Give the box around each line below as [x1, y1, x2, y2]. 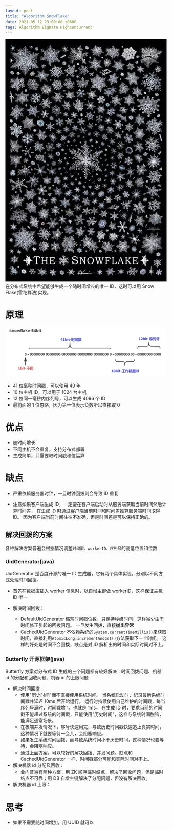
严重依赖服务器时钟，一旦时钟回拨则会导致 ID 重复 [12, 490, 119, 497]
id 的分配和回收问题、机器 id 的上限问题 [5, 675, 89, 681]
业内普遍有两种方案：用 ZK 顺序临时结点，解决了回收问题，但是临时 [20, 769, 164, 775]
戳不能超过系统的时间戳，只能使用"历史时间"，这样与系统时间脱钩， [20, 711, 164, 717]
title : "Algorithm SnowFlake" [5, 13, 70, 19]
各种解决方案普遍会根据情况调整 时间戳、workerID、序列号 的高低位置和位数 [5, 545, 158, 551]
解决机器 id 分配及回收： [12, 762, 64, 768]
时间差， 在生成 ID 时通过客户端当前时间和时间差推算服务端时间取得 [17, 508, 160, 514]
